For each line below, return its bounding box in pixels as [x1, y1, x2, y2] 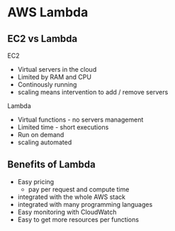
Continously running [17, 80, 77, 89]
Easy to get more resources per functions [17, 215, 140, 224]
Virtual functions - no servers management [17, 115, 144, 124]
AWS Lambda [7, 4, 89, 21]
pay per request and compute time [28, 185, 130, 193]
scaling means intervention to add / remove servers [17, 88, 169, 96]
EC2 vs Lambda [7, 33, 78, 45]
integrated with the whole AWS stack [17, 193, 126, 201]
